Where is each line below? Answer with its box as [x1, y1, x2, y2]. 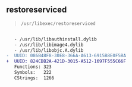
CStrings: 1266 [14, 74, 55, 81]
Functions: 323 [14, 64, 52, 70]
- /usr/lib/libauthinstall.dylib [14, 36, 97, 42]
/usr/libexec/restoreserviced [20, 20, 96, 26]
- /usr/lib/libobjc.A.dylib [14, 47, 84, 53]
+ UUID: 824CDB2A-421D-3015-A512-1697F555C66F [6, 58, 127, 64]
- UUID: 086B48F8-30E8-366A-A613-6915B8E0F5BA [6, 53, 127, 59]
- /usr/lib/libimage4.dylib [14, 42, 84, 48]
